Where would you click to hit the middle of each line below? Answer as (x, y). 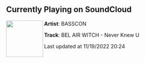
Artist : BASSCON (65, 23)
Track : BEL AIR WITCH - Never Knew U (92, 35)
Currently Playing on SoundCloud (69, 10)
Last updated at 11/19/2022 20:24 (85, 46)
